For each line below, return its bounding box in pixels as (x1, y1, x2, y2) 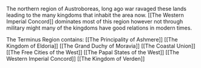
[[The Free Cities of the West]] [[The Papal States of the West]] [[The (6, 49, 179, 56)
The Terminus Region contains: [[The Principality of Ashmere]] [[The (6, 36, 178, 43)
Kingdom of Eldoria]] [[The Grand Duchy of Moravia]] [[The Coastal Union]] (6, 42, 196, 49)
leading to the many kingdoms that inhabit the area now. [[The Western (6, 11, 184, 19)
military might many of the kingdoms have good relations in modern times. (6, 24, 192, 31)
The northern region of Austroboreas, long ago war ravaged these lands (6, 5, 187, 12)
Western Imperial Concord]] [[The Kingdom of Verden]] (6, 55, 145, 62)
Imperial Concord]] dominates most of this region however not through (6, 18, 183, 25)
